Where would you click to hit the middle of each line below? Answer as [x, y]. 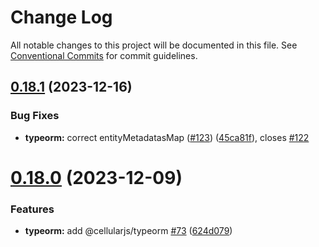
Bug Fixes [35, 116]
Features [32, 209]
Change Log [61, 17]
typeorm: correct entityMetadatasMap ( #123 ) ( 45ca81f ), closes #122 [167, 137]
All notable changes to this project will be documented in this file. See [154, 45]
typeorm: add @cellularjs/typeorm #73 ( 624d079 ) [128, 231]
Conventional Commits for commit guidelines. [104, 55]
